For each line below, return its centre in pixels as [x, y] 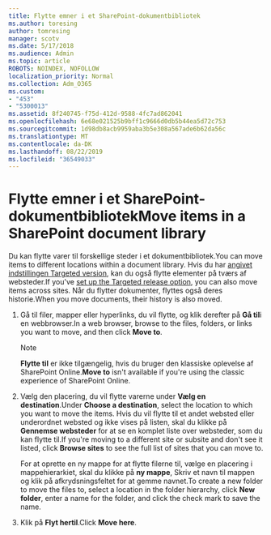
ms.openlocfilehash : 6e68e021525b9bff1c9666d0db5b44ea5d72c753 [117, 122]
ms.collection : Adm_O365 [50, 83]
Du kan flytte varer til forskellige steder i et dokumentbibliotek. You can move [135, 256]
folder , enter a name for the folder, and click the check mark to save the [140, 499]
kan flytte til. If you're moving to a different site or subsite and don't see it [141, 439]
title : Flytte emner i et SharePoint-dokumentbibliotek [104, 16]
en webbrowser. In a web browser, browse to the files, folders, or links [136, 323]
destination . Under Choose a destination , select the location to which [136, 405]
